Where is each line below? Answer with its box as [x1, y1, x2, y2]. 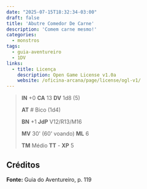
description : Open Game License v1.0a [17, 72, 116, 78]
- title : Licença [12, 66, 56, 72]
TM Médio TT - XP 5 [21, 142, 74, 149]
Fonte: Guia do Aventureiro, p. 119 [6, 175, 92, 183]
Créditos [6, 160, 40, 170]
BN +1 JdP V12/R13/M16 [21, 118, 82, 126]
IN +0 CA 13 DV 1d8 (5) [21, 94, 81, 102]
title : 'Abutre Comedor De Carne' [6, 20, 95, 26]
